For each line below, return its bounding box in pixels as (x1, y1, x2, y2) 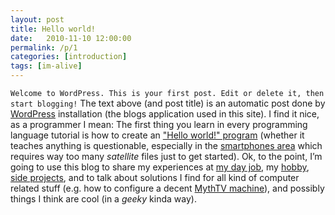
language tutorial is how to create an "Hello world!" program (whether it (10, 129, 305, 141)
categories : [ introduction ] (10, 52, 128, 62)
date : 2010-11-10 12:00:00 (10, 33, 132, 43)
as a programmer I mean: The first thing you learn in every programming (10, 119, 308, 130)
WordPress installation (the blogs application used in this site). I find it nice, (10, 108, 320, 120)
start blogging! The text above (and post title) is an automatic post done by (10, 97, 326, 109)
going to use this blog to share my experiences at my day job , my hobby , (10, 161, 310, 173)
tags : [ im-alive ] (10, 61, 83, 71)
